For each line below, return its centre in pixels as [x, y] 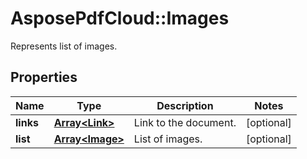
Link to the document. [185, 122]
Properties [44, 77]
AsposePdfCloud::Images [120, 18]
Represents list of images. [64, 46]
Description [185, 105]
